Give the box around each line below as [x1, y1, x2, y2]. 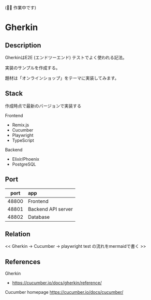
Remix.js [12, 122, 29, 128]
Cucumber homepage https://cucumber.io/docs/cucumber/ [5, 289, 123, 295]
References [5, 257, 41, 266]
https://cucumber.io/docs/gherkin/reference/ [12, 280, 102, 286]
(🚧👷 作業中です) [5, 5, 36, 10]
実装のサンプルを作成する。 [5, 65, 60, 71]
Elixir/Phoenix [12, 156, 40, 162]
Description [5, 41, 41, 49]
